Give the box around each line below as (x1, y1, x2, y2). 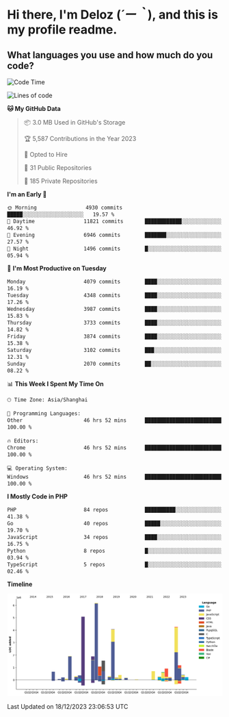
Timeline (7, 580, 33, 588)
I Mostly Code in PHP (7, 492, 68, 501)
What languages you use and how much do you (7, 49, 213, 61)
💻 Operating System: (7, 465, 68, 472)
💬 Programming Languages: (7, 410, 81, 417)
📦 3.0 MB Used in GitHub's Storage (23, 118, 126, 126)
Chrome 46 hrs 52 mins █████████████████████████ (7, 444, 222, 451)
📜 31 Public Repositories (23, 164, 92, 172)
